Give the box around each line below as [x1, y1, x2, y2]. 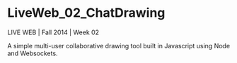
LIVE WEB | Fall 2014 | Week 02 [7, 28, 100, 36]
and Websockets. [7, 49, 58, 57]
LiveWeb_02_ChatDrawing [7, 5, 166, 21]
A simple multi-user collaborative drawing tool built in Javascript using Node [7, 41, 231, 50]
